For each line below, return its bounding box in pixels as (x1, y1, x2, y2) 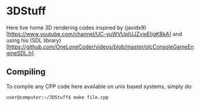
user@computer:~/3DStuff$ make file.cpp (6, 94, 109, 100)
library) (43, 37, 61, 44)
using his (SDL (6, 37, 42, 44)
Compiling (6, 67, 46, 77)
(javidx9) (124, 24, 147, 31)
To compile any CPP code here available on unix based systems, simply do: (6, 83, 193, 90)
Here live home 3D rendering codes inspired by (6, 24, 124, 31)
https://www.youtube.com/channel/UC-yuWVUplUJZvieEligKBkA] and (8, 30, 183, 37)
